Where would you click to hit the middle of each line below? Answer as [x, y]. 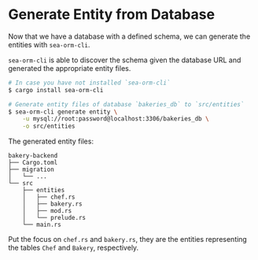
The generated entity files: [51, 141]
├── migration [31, 170]
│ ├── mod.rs [47, 211]
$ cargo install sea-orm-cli [56, 90]
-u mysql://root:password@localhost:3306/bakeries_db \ [116, 119]
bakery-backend [33, 156]
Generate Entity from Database [111, 15]
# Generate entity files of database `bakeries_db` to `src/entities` [126, 104]
